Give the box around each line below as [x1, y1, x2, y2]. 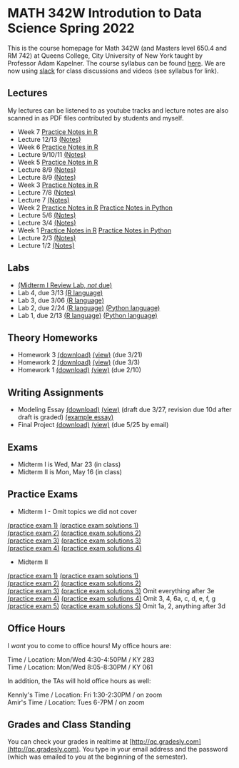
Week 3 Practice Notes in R [17, 180, 98, 189]
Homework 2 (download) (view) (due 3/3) [17, 358, 141, 367]
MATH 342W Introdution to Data [7, 5, 202, 21]
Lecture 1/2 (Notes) [17, 241, 75, 250]
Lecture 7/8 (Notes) [17, 188, 76, 197]
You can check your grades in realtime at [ [7, 737, 132, 746]
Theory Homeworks [7, 332, 98, 344]
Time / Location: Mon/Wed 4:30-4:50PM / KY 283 [7, 655, 155, 664]
